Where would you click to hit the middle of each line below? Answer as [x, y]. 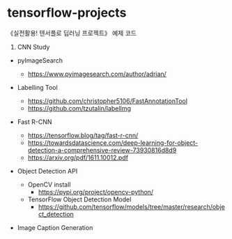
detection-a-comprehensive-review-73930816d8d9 [102, 150]
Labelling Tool [37, 87]
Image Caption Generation [55, 227]
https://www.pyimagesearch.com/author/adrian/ [97, 74]
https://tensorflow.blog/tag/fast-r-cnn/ [83, 135]
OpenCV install [49, 184]
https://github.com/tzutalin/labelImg [79, 108]
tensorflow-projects [67, 13]
